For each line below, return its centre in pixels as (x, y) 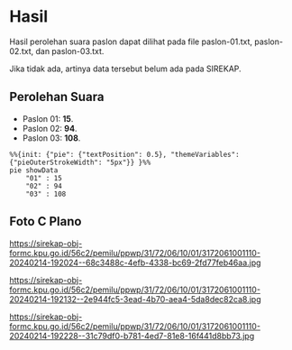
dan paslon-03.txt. (70, 51)
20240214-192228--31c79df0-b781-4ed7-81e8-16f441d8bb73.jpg (132, 336)
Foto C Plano (46, 221)
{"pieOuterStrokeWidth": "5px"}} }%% (80, 162)
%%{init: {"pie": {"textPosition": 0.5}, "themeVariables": (125, 154)
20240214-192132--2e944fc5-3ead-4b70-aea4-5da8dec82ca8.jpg (135, 299)
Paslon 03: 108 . (51, 138)
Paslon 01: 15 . (48, 118)
